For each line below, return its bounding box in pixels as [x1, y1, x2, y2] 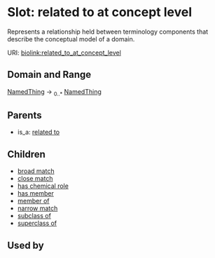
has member [17, 189, 54, 198]
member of [17, 197, 50, 205]
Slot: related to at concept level [7, 4, 193, 20]
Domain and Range [7, 69, 92, 81]
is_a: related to [17, 128, 60, 137]
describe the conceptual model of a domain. [7, 34, 135, 43]
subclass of [17, 212, 51, 220]
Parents [7, 109, 42, 121]
